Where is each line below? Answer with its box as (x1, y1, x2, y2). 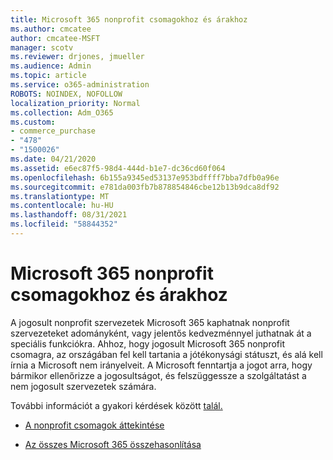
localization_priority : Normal (10, 98, 141, 108)
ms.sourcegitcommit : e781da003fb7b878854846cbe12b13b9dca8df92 (10, 182, 280, 192)
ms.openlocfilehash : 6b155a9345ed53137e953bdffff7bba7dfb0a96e (10, 172, 280, 183)
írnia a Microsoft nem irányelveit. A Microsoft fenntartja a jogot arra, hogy (10, 359, 313, 371)
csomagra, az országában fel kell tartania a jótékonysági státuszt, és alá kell (10, 348, 323, 360)
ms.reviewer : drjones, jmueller (10, 52, 145, 62)
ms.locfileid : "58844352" (10, 219, 118, 230)
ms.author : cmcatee (10, 24, 92, 34)
